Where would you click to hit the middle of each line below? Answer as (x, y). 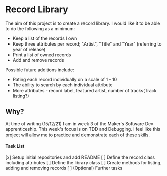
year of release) (29, 49)
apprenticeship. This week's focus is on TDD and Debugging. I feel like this (83, 129)
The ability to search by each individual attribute (62, 85)
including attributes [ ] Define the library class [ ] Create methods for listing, (83, 162)
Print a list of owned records (42, 55)
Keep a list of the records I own (45, 38)
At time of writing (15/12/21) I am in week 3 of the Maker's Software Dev (79, 124)
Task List (15, 146)
